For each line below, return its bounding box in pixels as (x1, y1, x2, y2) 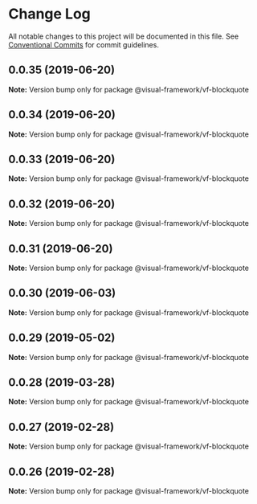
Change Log (8, 5, 91, 23)
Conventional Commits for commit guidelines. (8, 39, 159, 49)
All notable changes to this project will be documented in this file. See (8, 31, 239, 41)
